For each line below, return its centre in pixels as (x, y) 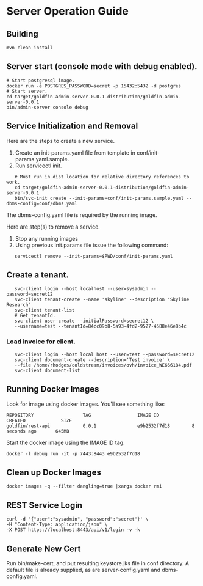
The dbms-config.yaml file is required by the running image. (82, 214)
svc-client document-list (47, 370)
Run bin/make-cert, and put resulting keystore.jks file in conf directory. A (98, 563)
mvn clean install (30, 48)
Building (22, 34)
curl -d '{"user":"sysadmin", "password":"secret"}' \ (77, 519)
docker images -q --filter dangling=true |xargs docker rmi (84, 486)
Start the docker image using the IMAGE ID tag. (66, 442)
